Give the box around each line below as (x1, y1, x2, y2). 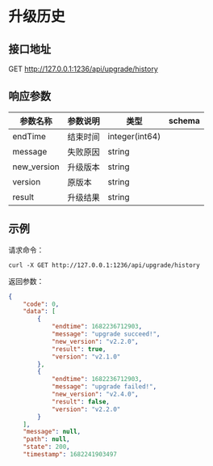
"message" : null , (23, 428, 81, 436)
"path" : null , (23, 435, 70, 443)
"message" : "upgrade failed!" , (51, 383, 157, 391)
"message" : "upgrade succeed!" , (51, 330, 161, 338)
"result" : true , (51, 345, 106, 353)
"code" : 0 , (23, 300, 60, 308)
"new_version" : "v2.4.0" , (51, 390, 139, 398)
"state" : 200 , (23, 443, 70, 451)
